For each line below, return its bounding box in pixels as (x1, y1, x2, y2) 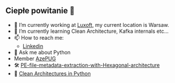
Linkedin (22, 42, 43, 50)
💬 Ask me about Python (13, 49, 71, 56)
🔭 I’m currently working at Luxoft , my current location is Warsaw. (13, 21, 170, 28)
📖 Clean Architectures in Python (13, 70, 91, 77)
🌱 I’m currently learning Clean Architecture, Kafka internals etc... (13, 27, 169, 34)
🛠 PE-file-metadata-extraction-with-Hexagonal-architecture (13, 61, 160, 68)
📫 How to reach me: (13, 34, 64, 41)
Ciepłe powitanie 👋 (5, 6, 75, 16)
